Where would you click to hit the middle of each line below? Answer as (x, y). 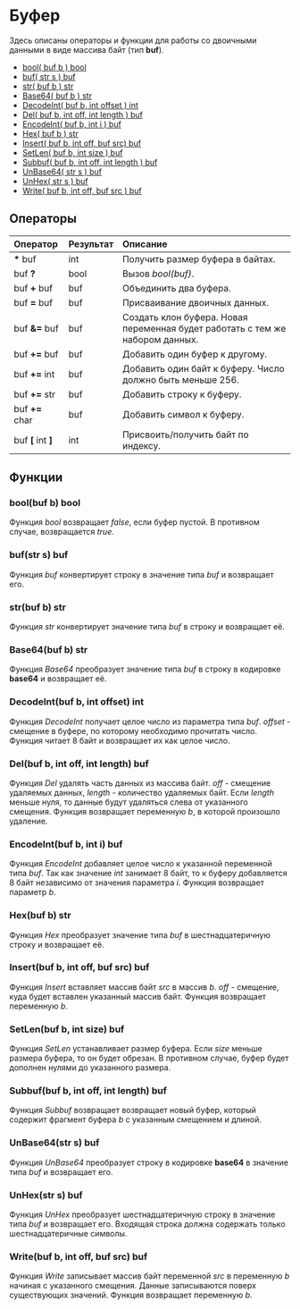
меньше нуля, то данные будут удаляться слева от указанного (129, 802)
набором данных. (160, 339)
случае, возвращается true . (62, 532)
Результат (91, 244)
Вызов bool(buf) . (158, 274)
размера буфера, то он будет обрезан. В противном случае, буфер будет (149, 1058)
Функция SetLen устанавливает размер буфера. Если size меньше (136, 1049)
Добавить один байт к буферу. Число (203, 368)
